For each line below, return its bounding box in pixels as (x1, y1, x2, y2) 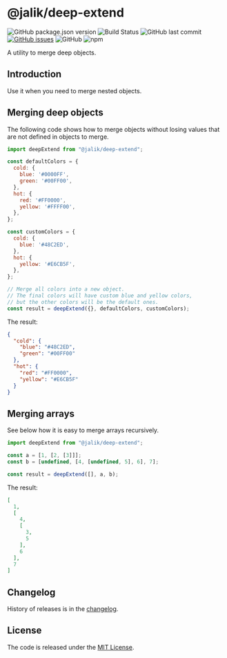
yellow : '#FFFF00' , (19, 203, 76, 210)
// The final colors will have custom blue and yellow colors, (7, 292, 193, 300)
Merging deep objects (7, 107, 103, 119)
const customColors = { (7, 229, 76, 235)
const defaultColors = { (7, 158, 79, 165)
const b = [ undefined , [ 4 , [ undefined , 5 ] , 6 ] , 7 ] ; (7, 458, 159, 465)
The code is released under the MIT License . (7, 643, 135, 651)
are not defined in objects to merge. (7, 133, 109, 141)
